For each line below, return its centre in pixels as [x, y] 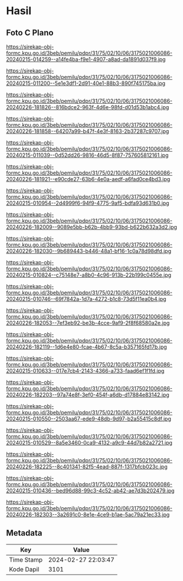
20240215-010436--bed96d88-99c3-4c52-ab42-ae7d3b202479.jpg [90, 490]
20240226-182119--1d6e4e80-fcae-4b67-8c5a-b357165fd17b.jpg [86, 347]
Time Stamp [26, 560]
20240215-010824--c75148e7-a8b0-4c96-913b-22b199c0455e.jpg [89, 275]
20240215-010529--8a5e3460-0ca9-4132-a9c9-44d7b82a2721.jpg [89, 443]
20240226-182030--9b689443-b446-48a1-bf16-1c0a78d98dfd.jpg [89, 251]
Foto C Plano [30, 33]
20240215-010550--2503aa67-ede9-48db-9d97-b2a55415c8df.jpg [89, 419]
